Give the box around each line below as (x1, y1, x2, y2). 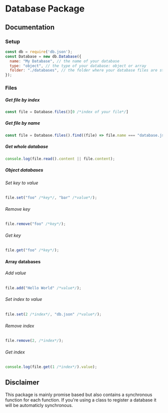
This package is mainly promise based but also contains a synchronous (5, 391, 152, 397)
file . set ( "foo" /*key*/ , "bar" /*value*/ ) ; (5, 195, 97, 200)
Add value (5, 270, 26, 276)
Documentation (5, 23, 55, 32)
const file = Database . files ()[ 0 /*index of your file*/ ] (5, 110, 128, 115)
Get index (5, 349, 25, 355)
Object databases (5, 167, 43, 173)
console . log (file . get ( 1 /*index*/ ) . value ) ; (5, 364, 97, 369)
